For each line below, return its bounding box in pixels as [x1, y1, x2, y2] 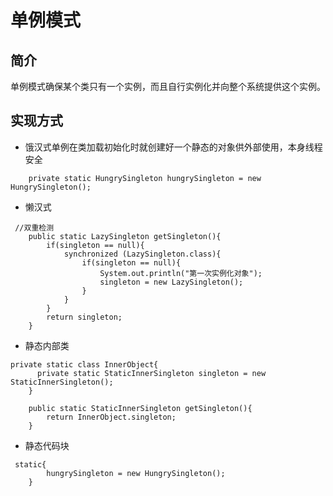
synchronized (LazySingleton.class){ [63, 249, 222, 259]
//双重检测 [14, 222, 55, 233]
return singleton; [46, 312, 123, 322]
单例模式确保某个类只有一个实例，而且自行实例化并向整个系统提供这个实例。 [10, 81, 326, 92]
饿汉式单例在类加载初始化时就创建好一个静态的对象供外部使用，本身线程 [24, 141, 323, 153]
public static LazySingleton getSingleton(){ [28, 231, 222, 241]
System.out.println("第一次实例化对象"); [99, 268, 263, 278]
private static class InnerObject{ [10, 359, 159, 370]
